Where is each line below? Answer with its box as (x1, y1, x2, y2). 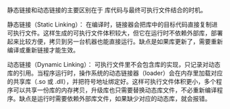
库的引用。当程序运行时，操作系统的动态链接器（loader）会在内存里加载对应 (7, 69, 223, 77)
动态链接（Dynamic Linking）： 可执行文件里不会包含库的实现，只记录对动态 (7, 61, 221, 68)
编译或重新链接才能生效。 (7, 46, 79, 54)
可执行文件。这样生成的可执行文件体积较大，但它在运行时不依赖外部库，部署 (7, 29, 223, 37)
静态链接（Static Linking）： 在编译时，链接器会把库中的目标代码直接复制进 (7, 20, 218, 29)
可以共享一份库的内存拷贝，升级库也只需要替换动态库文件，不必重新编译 (12, 86, 217, 94)
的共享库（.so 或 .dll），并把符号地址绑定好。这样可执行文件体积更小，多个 (7, 78, 217, 85)
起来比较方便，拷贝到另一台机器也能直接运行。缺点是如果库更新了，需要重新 (7, 37, 223, 46)
